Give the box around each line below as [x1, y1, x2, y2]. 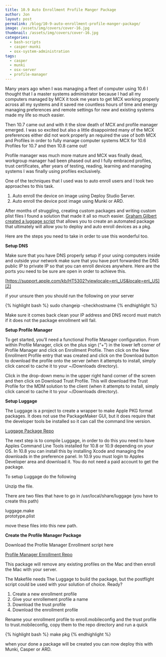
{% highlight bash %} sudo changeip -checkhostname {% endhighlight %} [5, 302, 158, 308]
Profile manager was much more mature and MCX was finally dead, [5, 152, 143, 158]
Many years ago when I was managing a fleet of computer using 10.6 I [5, 85, 149, 91]
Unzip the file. [5, 483, 34, 489]
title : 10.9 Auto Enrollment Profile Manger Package [5, 7, 116, 12]
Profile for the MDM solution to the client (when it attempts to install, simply [5, 383, 159, 389]
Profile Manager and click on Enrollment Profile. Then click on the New [5, 347, 150, 353]
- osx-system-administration [9, 49, 70, 54]
